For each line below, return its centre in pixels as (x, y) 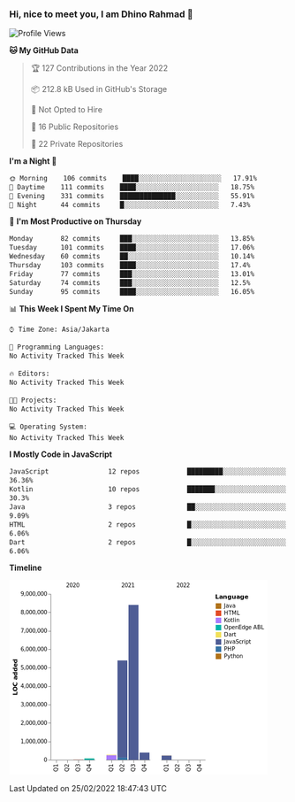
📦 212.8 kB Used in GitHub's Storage (99, 89)
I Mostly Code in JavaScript (61, 454)
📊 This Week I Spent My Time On (72, 309)
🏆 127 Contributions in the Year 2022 (99, 68)
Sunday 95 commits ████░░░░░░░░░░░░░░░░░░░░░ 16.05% (132, 292)
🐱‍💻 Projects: (33, 401)
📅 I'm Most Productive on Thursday (76, 221)
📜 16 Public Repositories (75, 127)
